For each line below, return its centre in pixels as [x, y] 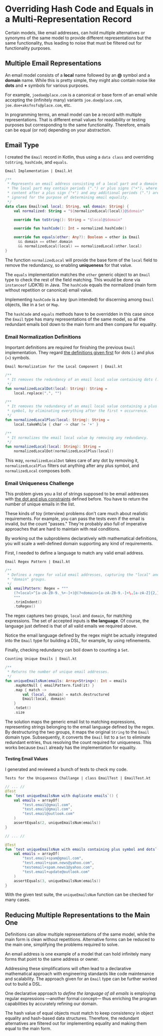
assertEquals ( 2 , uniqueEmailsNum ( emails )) [57, 823]
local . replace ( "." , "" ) [38, 393]
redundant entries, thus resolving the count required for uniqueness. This [78, 742]
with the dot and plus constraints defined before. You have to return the [77, 499]
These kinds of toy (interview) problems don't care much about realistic [77, 514]
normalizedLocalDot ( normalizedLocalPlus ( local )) [64, 451]
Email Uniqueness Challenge [40, 484]
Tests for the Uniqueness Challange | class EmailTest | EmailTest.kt [78, 778]
